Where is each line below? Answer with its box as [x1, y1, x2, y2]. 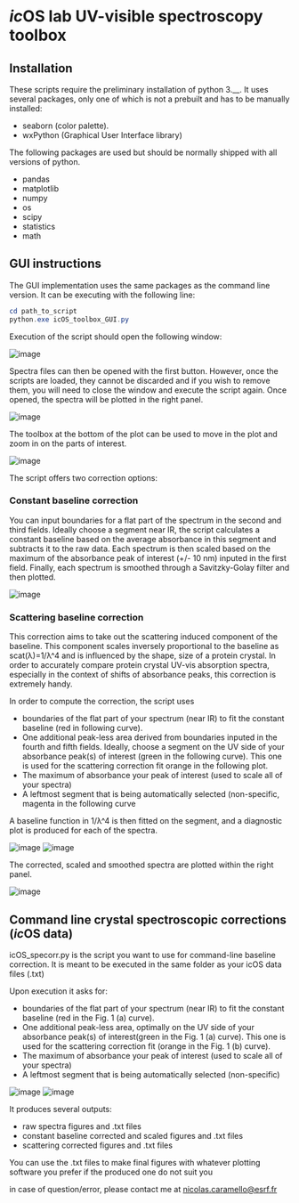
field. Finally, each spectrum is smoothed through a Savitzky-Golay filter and [9, 562, 290, 573]
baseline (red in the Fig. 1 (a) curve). [21, 1012, 155, 1023]
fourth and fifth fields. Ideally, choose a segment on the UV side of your [21, 742, 285, 752]
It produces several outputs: [9, 1103, 113, 1114]
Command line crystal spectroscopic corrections [9, 912, 287, 927]
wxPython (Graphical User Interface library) [21, 130, 182, 140]
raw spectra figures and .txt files [21, 1120, 142, 1132]
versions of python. [9, 157, 81, 167]
